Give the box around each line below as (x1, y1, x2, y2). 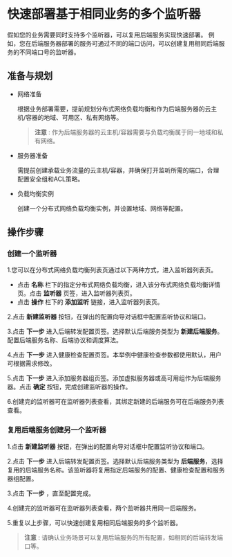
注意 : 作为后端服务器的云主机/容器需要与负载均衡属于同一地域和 (34, 127, 217, 136)
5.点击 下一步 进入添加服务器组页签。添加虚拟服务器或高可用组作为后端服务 (7, 374, 222, 382)
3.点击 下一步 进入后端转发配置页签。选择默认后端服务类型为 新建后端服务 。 (7, 327, 224, 336)
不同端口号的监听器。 (19, 48, 80, 56)
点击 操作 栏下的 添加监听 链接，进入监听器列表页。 (17, 298, 164, 306)
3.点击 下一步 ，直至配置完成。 (7, 489, 95, 497)
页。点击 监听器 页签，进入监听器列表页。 (17, 289, 136, 298)
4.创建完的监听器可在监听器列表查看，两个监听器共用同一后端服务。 (7, 504, 200, 512)
